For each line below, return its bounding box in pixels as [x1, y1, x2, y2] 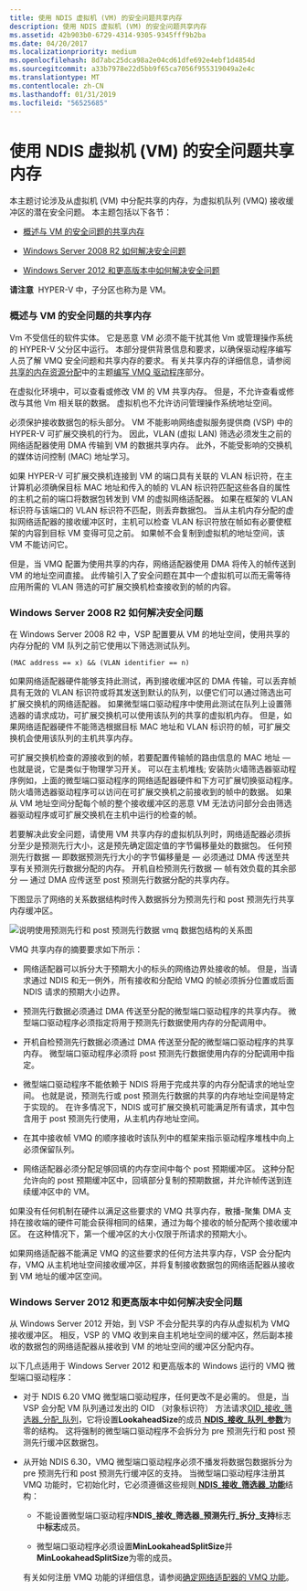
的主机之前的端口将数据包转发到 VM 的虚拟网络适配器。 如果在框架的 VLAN [9, 493, 293, 504]
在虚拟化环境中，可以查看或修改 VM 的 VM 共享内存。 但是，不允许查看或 [9, 386, 287, 397]
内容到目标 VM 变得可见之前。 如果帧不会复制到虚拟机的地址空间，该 [25, 527, 286, 538]
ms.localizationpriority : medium [9, 48, 137, 57]
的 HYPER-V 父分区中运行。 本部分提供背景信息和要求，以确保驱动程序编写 [9, 344, 292, 355]
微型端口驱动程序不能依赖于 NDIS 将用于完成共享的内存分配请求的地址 [22, 1078, 288, 1089]
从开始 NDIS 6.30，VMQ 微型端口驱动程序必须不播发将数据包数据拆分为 [22, 1457, 293, 1468]
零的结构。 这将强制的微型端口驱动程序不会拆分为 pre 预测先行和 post [22, 1426, 286, 1437]
